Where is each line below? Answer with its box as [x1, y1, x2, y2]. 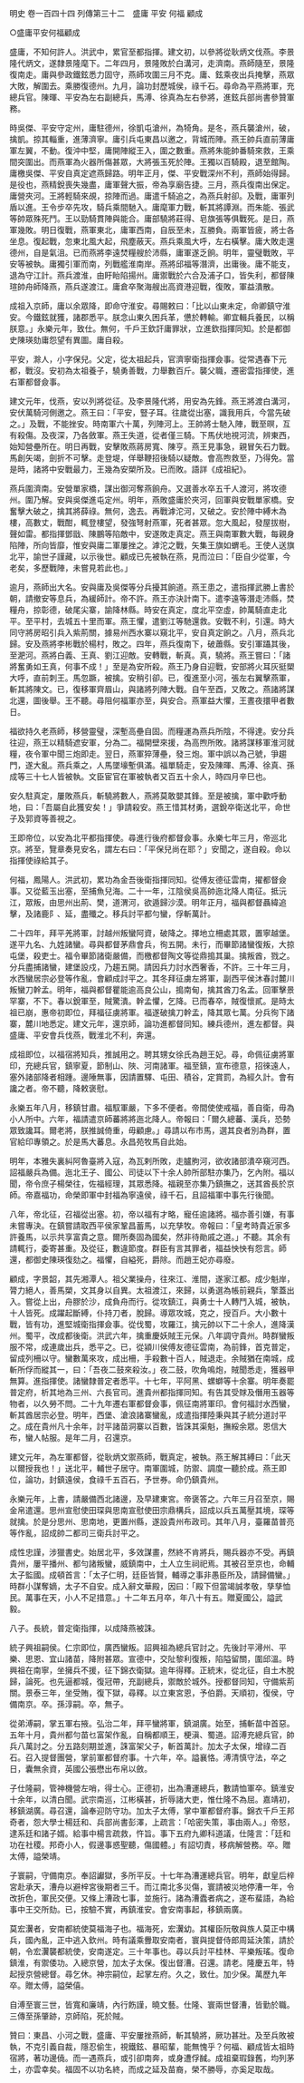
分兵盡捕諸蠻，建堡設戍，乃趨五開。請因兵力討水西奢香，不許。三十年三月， [9, 962, 295, 973]
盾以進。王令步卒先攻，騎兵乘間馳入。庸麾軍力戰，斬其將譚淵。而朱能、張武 [9, 202, 295, 212]
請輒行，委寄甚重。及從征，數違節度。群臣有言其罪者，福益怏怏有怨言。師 [9, 1243, 287, 1254]
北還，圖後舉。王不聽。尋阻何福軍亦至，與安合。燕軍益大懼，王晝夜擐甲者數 [9, 695, 295, 706]
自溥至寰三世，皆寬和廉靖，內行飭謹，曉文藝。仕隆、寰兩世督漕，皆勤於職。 [9, 2000, 295, 2010]
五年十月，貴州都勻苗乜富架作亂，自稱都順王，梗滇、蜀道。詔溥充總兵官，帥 [9, 1729, 295, 1740]
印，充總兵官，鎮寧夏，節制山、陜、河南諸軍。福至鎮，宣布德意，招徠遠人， [9, 1061, 295, 1071]
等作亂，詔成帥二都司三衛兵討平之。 [9, 1528, 145, 1538]
